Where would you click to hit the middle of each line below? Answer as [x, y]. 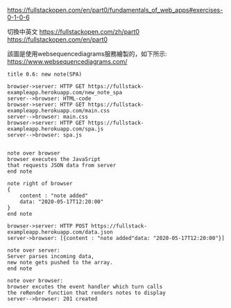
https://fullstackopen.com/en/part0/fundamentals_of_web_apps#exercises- [115, 10]
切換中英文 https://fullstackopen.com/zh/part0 [74, 32]
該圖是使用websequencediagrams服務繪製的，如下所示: [87, 54]
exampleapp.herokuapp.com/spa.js [55, 129]
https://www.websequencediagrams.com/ [67, 61]
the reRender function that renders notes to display [87, 293]
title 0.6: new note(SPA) [44, 74]
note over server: [34, 250]
